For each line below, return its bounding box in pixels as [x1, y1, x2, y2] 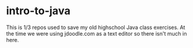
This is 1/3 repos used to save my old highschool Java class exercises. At [6, 24, 185, 31]
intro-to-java [6, 4, 71, 18]
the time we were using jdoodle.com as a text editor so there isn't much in [6, 30, 187, 37]
